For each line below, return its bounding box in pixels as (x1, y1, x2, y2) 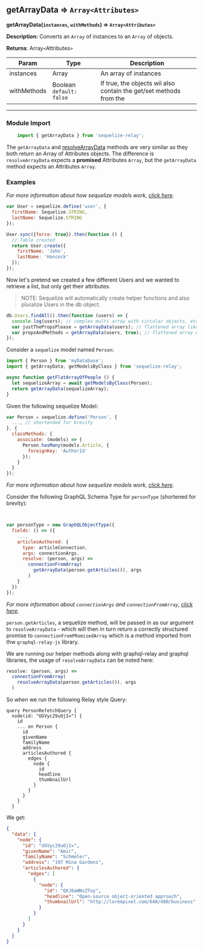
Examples (6, 178, 36, 186)
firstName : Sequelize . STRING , (11, 209, 88, 215)
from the (100, 94, 125, 103)
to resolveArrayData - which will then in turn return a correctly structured (6, 625, 188, 633)
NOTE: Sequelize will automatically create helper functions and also (21, 294, 190, 302)
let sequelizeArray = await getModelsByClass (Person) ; (11, 380, 153, 386)
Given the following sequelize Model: (6, 402, 98, 409)
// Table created (11, 237, 56, 243)
